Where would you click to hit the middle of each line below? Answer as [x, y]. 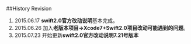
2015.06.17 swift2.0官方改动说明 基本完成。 [66, 21]
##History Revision [29, 9]
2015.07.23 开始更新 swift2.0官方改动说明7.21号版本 [77, 35]
